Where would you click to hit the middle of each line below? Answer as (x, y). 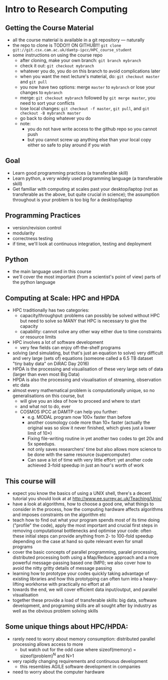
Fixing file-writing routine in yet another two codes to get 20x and (95, 438)
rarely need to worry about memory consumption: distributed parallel (84, 639)
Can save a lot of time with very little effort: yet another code (90, 460)
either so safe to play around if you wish (69, 145)
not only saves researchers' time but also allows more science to (94, 449)
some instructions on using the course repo (57, 55)
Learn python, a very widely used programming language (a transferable (88, 178)
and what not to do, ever (45, 407)
